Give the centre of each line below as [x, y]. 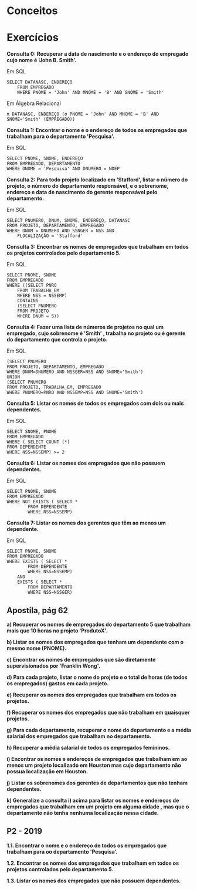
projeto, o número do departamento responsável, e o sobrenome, [88, 186]
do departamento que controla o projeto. [57, 340]
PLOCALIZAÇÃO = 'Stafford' [50, 236]
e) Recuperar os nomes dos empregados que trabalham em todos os [91, 695]
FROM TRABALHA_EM [38, 291]
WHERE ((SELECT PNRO [32, 286]
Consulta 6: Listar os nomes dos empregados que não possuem [86, 463]
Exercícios [33, 38]
